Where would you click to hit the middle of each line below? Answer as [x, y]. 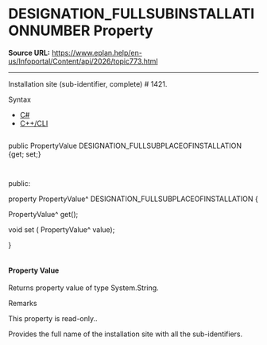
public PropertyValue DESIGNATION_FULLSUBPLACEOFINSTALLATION [125, 145]
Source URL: [29, 52]
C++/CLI [34, 123]
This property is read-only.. [53, 319]
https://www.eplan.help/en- [97, 52]
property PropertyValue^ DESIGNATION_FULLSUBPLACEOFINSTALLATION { [133, 199]
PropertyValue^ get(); [43, 214]
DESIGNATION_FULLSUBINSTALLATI [132, 14]
